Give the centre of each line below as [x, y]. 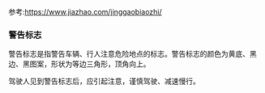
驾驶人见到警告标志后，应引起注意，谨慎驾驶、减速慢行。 [104, 81]
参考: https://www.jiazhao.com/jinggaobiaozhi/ [85, 12]
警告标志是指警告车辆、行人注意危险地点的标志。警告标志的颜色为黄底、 [129, 54]
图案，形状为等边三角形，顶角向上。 [90, 64]
